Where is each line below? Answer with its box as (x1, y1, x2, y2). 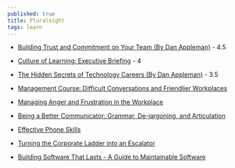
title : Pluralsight (7, 17, 65, 24)
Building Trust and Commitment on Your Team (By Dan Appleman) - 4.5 (17, 43, 227, 52)
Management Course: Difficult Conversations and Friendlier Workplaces (17, 84, 228, 93)
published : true (7, 10, 55, 18)
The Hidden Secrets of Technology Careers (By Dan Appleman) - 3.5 (17, 70, 219, 79)
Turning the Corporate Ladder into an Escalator (17, 139, 156, 147)
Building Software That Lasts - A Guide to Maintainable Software (17, 153, 206, 162)
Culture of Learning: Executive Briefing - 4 (17, 57, 142, 65)
